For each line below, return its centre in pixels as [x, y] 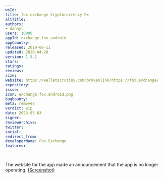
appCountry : [18, 43]
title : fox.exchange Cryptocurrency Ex [47, 15]
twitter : [14, 127]
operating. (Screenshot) [30, 170]
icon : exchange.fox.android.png [39, 94]
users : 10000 [19, 33]
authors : [14, 24]
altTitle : [16, 19]
